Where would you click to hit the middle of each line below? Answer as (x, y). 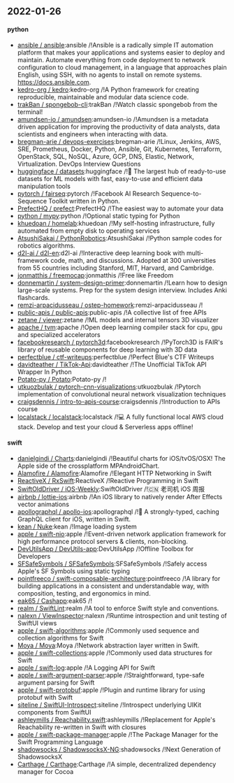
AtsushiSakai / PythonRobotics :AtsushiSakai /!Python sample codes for (119, 238)
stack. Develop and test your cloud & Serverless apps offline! (105, 426)
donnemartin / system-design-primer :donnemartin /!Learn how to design (122, 282)
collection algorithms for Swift (60, 638)
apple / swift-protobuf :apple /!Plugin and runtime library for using (111, 690)
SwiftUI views (37, 623)
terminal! (30, 112)
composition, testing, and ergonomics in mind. (84, 593)
